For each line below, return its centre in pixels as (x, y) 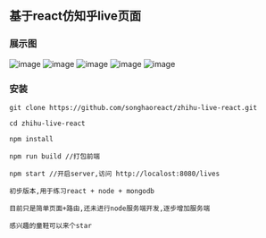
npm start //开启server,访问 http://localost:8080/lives (115, 174)
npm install (31, 139)
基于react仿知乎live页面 (75, 16)
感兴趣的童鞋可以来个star (50, 225)
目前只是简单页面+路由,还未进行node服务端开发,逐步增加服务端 (110, 208)
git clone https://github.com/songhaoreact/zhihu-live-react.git (133, 107)
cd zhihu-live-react (48, 123)
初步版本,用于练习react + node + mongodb (82, 191)
